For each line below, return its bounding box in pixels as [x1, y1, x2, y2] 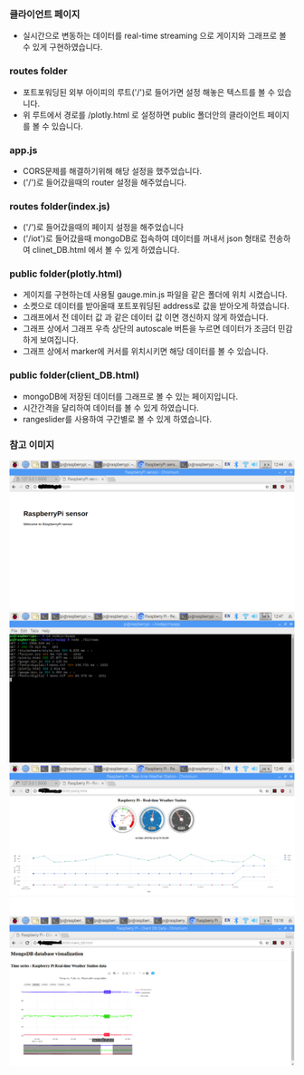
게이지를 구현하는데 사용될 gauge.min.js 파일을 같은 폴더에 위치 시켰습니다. [22, 289, 288, 300]
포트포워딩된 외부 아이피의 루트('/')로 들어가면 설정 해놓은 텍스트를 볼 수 [22, 86, 276, 97]
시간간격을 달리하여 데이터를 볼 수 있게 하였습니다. [22, 402, 199, 413]
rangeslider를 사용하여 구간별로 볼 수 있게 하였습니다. [22, 413, 213, 424]
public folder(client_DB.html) [9, 369, 140, 382]
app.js [9, 143, 38, 156]
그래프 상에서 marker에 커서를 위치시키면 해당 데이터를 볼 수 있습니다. [22, 346, 269, 357]
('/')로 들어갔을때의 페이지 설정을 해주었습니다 [22, 222, 184, 233]
